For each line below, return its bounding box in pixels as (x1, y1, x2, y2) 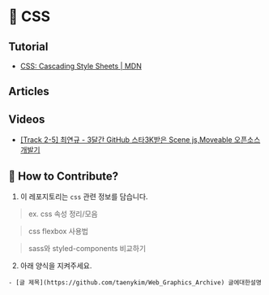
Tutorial (8, 40, 49, 54)
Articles (8, 85, 50, 98)
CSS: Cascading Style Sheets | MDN (19, 61, 142, 71)
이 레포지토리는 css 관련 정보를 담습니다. (19, 192, 148, 202)
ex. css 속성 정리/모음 (28, 209, 99, 219)
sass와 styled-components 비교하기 (28, 244, 147, 254)
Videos (8, 112, 45, 126)
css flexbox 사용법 (28, 227, 89, 236)
